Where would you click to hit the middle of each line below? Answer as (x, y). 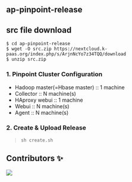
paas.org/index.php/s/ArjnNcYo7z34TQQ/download (66, 54)
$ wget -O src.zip (29, 49)
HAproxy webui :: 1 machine (49, 100)
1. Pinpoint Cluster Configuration (54, 74)
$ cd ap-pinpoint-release (38, 44)
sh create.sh (37, 140)
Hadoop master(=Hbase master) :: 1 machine (70, 87)
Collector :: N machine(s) (45, 93)
